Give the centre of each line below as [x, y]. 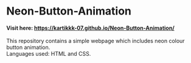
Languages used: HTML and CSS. [49, 53]
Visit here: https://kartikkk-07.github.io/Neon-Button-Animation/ [90, 28]
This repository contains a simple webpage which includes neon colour [95, 41]
